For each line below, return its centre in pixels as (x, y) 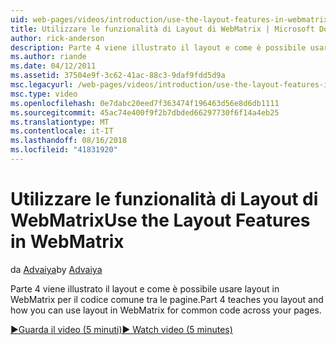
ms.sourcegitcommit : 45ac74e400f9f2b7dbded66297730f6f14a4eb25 (145, 112)
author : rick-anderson (57, 38)
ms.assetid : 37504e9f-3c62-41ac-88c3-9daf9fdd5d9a (118, 76)
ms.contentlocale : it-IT (62, 131)
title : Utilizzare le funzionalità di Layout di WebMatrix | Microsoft (162, 29)
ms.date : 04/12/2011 (53, 66)
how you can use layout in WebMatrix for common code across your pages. (166, 310)
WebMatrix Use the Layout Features (160, 220)
